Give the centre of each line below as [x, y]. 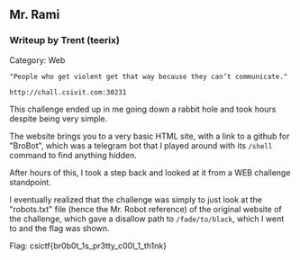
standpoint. [30, 182]
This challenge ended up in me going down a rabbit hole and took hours [143, 109]
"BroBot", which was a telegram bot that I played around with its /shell [141, 145]
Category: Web [37, 60]
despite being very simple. [59, 118]
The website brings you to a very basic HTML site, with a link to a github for [150, 136]
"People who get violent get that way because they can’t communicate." [149, 76]
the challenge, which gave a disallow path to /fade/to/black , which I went [147, 219]
